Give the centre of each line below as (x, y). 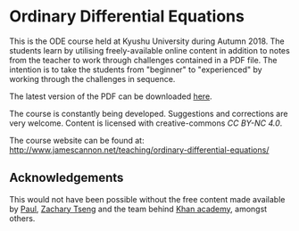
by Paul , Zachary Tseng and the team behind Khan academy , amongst (138, 209)
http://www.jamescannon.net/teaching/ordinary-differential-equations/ (139, 150)
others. (22, 218)
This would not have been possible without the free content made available (147, 199)
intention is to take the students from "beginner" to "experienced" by (136, 70)
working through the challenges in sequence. (92, 78)
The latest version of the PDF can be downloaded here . (111, 96)
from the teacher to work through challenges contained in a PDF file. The (144, 60)
